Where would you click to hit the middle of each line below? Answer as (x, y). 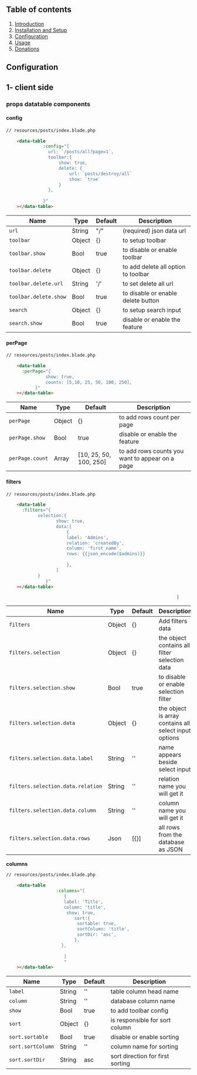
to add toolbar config (140, 1011)
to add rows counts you (152, 451)
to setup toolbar (144, 240)
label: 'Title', (84, 902)
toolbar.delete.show (38, 297)
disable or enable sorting (145, 1037)
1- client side (30, 87)
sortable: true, (97, 924)
